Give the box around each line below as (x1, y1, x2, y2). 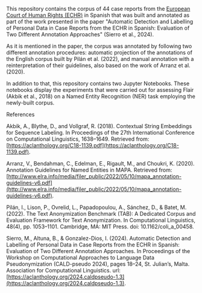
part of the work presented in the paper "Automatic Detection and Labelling (6, 18, 194, 25)
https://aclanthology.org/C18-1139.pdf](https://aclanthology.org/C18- (8, 142, 179, 149)
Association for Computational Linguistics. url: (6, 267, 121, 274)
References (6, 111, 35, 118)
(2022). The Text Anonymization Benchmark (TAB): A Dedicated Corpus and (6, 210, 196, 217)
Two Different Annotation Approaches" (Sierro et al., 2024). (6, 31, 154, 38)
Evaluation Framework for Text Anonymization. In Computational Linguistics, (6, 217, 196, 224)
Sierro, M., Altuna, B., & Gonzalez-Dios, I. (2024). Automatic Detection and (6, 235, 191, 242)
